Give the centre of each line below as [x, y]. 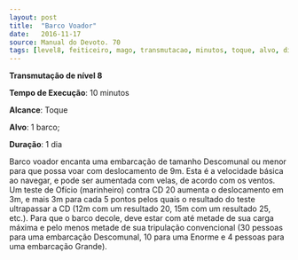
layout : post [33, 17]
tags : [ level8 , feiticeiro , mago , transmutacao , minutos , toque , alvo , [144, 51]
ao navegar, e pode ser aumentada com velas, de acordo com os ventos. [142, 181]
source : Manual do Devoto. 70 [65, 42]
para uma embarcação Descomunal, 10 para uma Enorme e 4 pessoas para [147, 237]
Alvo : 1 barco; [35, 127]
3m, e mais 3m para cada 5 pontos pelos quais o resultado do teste [132, 200]
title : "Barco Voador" [53, 26]
